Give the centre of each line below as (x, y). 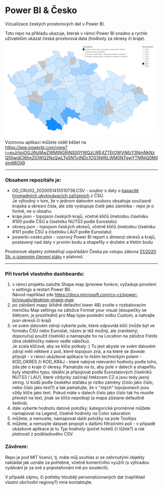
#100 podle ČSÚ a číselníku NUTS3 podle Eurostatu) (65, 221)
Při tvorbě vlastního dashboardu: (45, 273)
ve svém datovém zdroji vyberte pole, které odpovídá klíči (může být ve (83, 326)
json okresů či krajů (32, 321)
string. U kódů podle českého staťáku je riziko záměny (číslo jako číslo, (83, 382)
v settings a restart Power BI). (42, 289)
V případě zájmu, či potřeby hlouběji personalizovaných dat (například (75, 477)
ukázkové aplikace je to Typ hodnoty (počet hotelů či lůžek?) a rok (78, 429)
